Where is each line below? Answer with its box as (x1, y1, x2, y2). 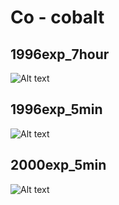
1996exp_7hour (10, 46, 110, 63)
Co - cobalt (10, 6, 105, 29)
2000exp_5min (10, 157, 107, 174)
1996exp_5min (10, 101, 103, 118)
